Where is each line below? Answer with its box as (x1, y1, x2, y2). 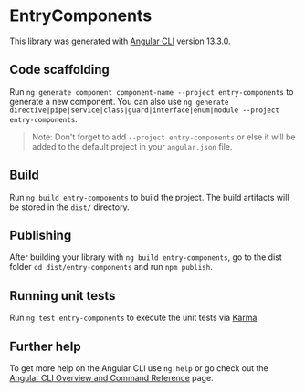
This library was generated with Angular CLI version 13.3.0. (9, 36, 231, 46)
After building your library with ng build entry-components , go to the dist (9, 252, 283, 263)
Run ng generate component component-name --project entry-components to (9, 86, 294, 97)
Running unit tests (9, 288, 116, 304)
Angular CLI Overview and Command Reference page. (9, 373, 214, 383)
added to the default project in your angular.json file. (31, 140, 233, 151)
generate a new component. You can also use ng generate (9, 96, 229, 107)
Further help (9, 338, 82, 354)
